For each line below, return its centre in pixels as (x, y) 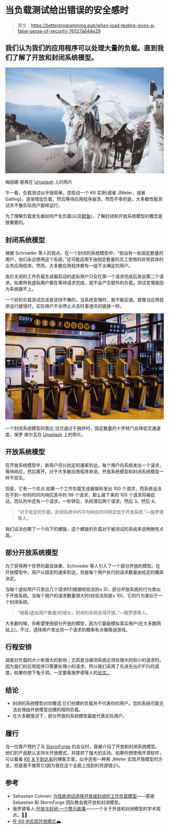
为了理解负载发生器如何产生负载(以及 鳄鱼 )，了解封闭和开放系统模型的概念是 (84, 216)
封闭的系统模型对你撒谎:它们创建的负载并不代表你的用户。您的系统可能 (86, 703)
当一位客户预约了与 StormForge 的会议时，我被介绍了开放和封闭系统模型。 (82, 746)
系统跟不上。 (23, 289)
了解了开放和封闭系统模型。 (55, 58)
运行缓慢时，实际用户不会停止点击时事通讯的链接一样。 (67, 306)
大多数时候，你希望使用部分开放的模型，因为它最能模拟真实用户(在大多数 (81, 623)
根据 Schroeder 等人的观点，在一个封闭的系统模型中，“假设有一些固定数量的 (84, 253)
